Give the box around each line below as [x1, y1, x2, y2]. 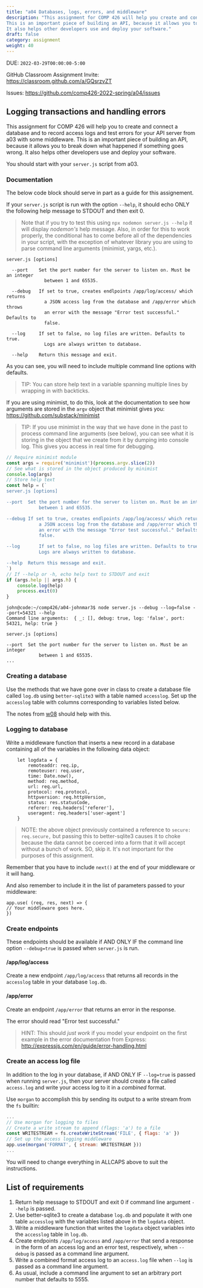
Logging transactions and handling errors [6, 107, 166, 117]
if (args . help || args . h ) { [6, 576, 77, 583]
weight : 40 [6, 43, 34, 49]
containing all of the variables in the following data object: [6, 745, 150, 753]
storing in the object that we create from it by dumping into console [21, 436, 189, 443]
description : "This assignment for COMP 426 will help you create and [6, 15, 188, 21]
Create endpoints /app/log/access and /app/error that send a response [14, 1237, 194, 1244]
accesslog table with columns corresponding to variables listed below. [6, 698, 180, 705]
